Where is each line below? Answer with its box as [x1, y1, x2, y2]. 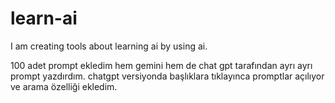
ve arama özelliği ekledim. [10, 80, 118, 92]
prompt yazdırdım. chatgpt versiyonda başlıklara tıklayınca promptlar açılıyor [10, 70, 325, 82]
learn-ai [10, 7, 78, 30]
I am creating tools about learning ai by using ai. [10, 40, 208, 52]
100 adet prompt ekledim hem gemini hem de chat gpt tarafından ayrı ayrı [10, 59, 313, 71]
